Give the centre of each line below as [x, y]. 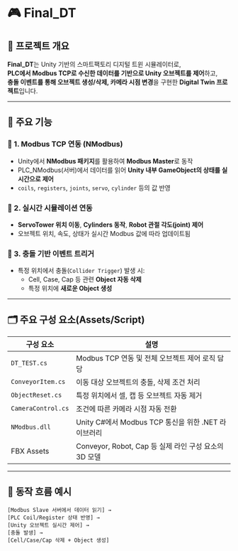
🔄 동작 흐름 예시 [40, 492]
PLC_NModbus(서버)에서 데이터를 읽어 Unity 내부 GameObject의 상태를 [119, 170]
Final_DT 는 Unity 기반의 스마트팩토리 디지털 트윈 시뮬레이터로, [95, 64]
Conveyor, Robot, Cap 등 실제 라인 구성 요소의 [150, 446]
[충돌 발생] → [25, 533]
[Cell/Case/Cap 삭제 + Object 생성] [58, 540]
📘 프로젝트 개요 [38, 46]
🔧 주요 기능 [30, 122]
